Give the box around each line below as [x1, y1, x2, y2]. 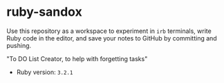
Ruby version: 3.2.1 [16, 68, 73, 76]
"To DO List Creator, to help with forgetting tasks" [6, 54, 148, 62]
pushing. [6, 41, 32, 49]
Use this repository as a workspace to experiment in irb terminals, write [6, 27, 212, 35]
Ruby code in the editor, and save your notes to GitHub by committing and [6, 34, 217, 42]
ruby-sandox [6, 4, 82, 20]
